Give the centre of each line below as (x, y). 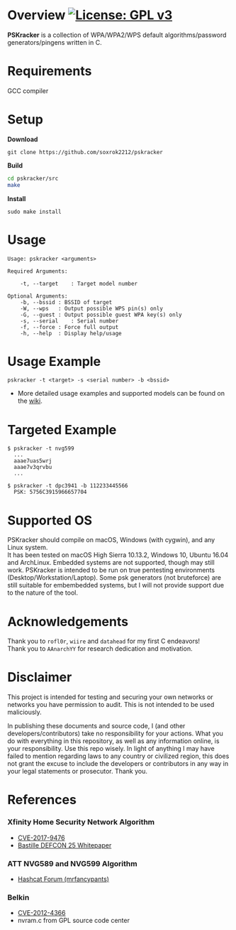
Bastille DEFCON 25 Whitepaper (64, 845)
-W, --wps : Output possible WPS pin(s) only (91, 308)
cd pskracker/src (33, 178)
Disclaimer (40, 677)
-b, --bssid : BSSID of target (66, 302)
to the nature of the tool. (43, 593)
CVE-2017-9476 (41, 838)
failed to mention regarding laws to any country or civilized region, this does (118, 756)
